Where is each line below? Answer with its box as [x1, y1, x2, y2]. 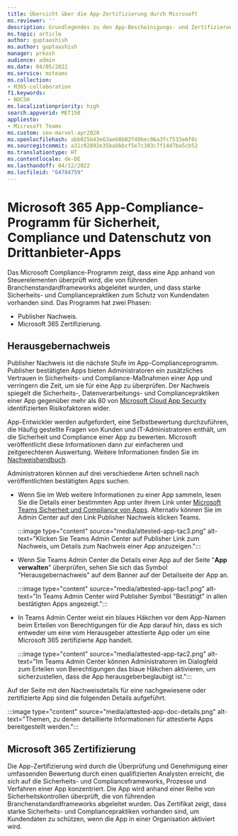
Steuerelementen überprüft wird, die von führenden [7, 275, 158, 284]
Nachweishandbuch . [7, 456, 67, 464]
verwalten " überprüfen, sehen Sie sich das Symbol [17, 563, 168, 572]
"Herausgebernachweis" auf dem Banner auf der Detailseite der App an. [17, 571, 229, 579]
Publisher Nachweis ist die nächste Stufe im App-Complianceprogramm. [7, 359, 219, 368]
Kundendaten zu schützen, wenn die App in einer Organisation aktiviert [7, 815, 215, 823]
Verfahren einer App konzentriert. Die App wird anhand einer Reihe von [7, 785, 215, 793]
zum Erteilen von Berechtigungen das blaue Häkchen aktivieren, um [17, 665, 216, 673]
